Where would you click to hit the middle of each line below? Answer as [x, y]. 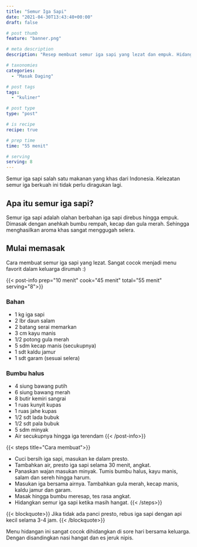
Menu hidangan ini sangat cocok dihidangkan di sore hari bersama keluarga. [98, 532]
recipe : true [22, 130]
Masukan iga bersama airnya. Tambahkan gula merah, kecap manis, [97, 484]
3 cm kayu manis [35, 333]
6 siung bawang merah [42, 392]
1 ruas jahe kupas [35, 411]
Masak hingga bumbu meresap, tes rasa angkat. [73, 496]
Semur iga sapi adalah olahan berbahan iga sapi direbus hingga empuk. [92, 217]
